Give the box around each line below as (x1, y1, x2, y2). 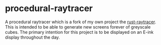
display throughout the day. (5, 34, 60, 40)
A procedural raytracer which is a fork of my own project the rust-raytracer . (5, 19, 157, 25)
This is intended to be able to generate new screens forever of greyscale (5, 24, 151, 30)
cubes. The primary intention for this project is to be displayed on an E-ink (5, 29, 154, 35)
